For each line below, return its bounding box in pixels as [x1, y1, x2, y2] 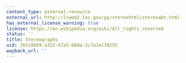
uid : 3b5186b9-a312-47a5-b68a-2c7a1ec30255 [6, 43, 118, 49]
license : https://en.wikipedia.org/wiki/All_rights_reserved [6, 25, 164, 32]
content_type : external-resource [6, 8, 91, 15]
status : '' [6, 31, 34, 37]
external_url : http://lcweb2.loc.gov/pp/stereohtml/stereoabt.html [6, 14, 181, 20]
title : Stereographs [6, 37, 59, 43]
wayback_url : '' [6, 48, 47, 54]
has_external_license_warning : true [6, 20, 99, 26]
